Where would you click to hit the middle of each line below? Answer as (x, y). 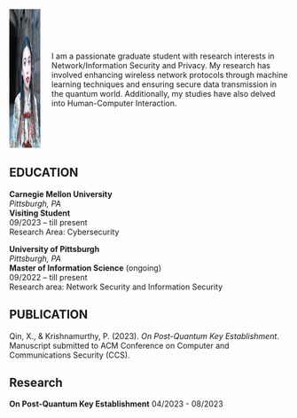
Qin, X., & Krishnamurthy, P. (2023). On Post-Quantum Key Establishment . (144, 335)
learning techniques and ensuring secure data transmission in (164, 84)
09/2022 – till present (48, 277)
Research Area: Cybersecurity (64, 232)
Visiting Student (40, 213)
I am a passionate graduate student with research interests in (163, 56)
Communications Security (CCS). (70, 355)
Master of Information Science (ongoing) (86, 268)
